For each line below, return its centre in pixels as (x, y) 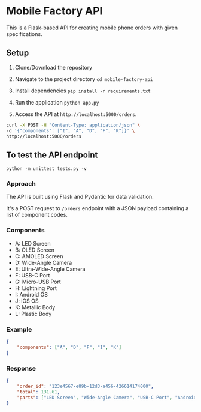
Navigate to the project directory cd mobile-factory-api (84, 79)
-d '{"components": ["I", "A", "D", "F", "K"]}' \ (71, 130)
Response (21, 368)
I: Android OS (31, 294)
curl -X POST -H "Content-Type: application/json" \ (73, 125)
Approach (21, 184)
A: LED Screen (33, 243)
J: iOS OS (27, 301)
